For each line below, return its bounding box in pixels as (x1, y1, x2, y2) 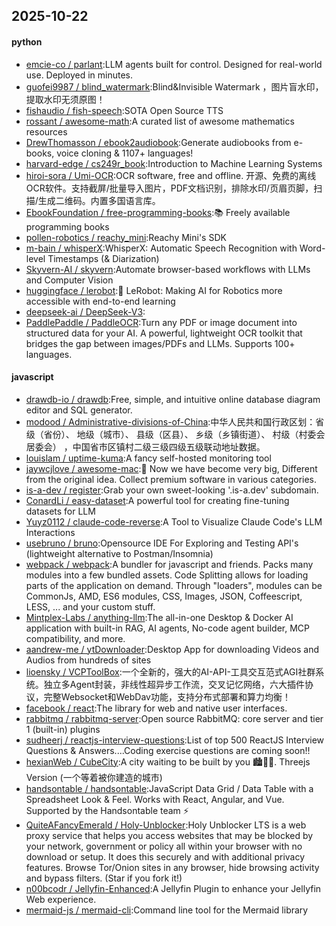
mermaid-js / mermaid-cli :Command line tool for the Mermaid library (25, 904, 309, 916)
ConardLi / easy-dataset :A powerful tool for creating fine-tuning (25, 494, 290, 506)
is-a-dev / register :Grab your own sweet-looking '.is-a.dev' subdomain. (25, 484, 319, 496)
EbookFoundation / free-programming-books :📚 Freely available (25, 206, 291, 218)
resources (25, 125, 68, 138)
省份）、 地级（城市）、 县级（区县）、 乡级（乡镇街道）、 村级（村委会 (43, 428, 326, 440)
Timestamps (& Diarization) (47, 252, 160, 264)
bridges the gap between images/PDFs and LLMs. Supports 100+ (25, 337, 296, 349)
